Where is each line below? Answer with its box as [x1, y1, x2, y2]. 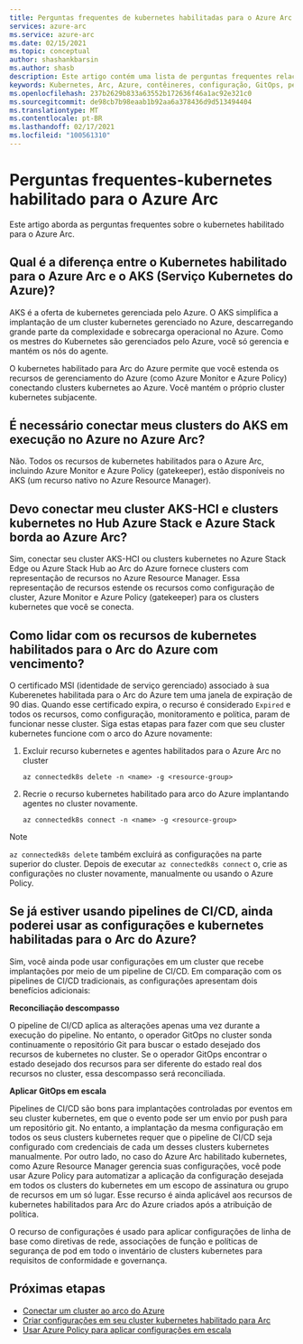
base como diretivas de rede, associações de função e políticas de [9, 1236, 259, 1246]
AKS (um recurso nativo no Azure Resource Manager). [9, 475, 212, 486]
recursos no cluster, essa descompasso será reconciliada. [9, 1067, 225, 1078]
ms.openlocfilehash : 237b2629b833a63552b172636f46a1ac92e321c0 [9, 89, 252, 98]
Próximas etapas [9, 1281, 106, 1297]
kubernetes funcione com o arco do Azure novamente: [9, 728, 213, 739]
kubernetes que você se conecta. [9, 602, 134, 613]
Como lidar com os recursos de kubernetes [9, 627, 257, 643]
